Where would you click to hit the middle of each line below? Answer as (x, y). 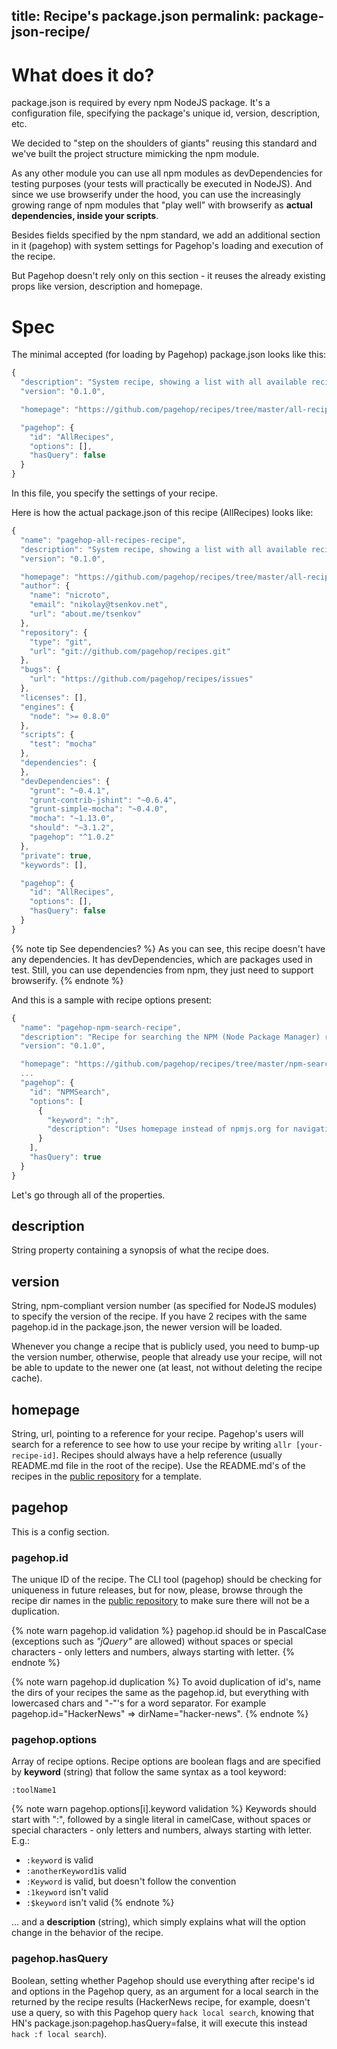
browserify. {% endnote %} (67, 980)
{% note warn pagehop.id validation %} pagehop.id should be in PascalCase (169, 1631)
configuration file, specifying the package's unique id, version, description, (166, 113)
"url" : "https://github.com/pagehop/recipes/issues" (141, 679)
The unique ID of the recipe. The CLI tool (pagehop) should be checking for (166, 1580)
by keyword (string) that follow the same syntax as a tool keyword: (149, 1772)
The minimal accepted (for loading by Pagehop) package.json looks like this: (169, 355)
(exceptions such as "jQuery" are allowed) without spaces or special (152, 1641)
